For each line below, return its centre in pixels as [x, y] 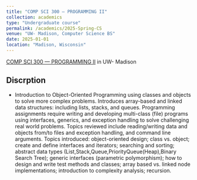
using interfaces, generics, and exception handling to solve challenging [102, 120]
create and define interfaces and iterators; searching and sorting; [95, 145]
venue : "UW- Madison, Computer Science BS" [61, 34]
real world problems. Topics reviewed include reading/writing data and [101, 126]
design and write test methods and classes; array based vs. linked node [103, 164]
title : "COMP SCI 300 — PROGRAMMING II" [57, 12]
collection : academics [34, 17]
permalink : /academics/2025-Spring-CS [54, 28]
